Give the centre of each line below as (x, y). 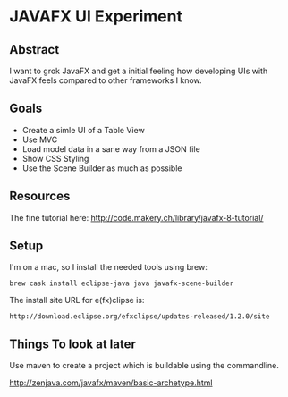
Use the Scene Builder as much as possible (102, 168)
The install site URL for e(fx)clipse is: (77, 300)
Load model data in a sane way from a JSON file (111, 148)
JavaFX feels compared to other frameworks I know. (106, 80)
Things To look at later (72, 344)
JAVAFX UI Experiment (96, 17)
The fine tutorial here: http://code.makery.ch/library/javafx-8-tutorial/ (136, 217)
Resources (40, 196)
